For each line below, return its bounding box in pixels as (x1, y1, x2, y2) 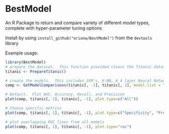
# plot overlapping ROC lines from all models (5, 119, 105, 124)
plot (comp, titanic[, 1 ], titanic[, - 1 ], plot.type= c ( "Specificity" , (5, 110, 154, 115)
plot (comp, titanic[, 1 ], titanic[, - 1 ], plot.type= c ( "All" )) (5, 97, 138, 102)
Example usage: (5, 50, 39, 56)
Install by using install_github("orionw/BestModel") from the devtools (5, 35, 152, 41)
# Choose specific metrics (5, 106, 62, 111)
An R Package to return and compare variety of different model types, (5, 20, 150, 26)
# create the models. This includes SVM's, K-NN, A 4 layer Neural (5, 78, 152, 83)
